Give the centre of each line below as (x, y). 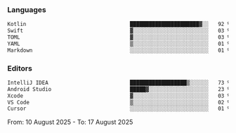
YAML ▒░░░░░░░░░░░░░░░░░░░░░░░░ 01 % (119, 43)
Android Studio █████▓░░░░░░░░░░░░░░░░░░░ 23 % (119, 89)
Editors (20, 68)
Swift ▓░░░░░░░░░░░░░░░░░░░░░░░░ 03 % (119, 31)
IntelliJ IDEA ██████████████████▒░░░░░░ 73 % (119, 83)
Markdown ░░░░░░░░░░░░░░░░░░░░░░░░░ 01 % (119, 50)
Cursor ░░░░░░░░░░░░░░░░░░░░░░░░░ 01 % (119, 109)
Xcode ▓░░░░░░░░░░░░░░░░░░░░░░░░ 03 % (119, 96)
